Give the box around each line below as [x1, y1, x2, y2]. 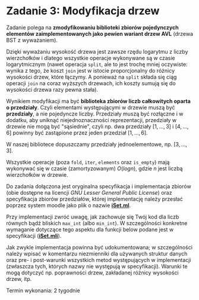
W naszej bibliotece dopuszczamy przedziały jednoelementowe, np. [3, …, [6, 140, 187, 148]
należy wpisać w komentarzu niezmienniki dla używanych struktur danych [6, 250, 188, 257]
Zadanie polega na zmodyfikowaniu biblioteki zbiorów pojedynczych [6, 24, 179, 31]
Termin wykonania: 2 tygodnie [6, 287, 80, 294]
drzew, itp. [6, 275, 32, 282]
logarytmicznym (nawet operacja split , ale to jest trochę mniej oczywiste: [6, 61, 188, 68]
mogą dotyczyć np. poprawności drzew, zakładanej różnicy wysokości [6, 269, 179, 276]
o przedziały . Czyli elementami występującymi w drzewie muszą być [6, 104, 175, 111]
